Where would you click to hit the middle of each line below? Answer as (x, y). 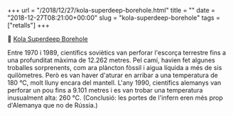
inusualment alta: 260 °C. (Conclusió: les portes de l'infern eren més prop (115, 98)
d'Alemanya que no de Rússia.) (53, 105)
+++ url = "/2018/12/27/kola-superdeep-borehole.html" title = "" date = (111, 10)
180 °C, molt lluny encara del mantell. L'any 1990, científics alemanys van (114, 83)
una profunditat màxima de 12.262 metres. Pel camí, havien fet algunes (111, 60)
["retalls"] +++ (28, 25)
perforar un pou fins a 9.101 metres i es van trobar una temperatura (105, 90)
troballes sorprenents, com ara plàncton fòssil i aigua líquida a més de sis (115, 68)
